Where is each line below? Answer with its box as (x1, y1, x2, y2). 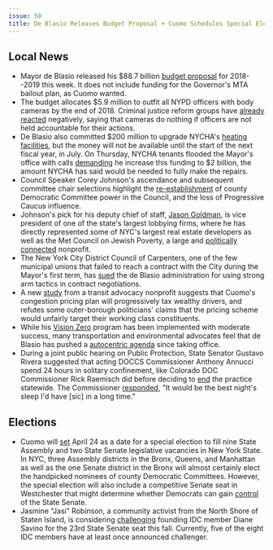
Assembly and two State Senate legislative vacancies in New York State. (19, 446, 262, 455)
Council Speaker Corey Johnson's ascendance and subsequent (19, 175, 234, 185)
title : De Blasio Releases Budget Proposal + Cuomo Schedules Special (8, 20, 253, 28)
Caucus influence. (19, 201, 81, 211)
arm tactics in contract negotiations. (19, 279, 141, 289)
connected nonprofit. (19, 244, 92, 254)
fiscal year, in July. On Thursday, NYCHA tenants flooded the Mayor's (19, 149, 253, 159)
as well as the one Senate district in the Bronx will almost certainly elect (19, 463, 260, 473)
